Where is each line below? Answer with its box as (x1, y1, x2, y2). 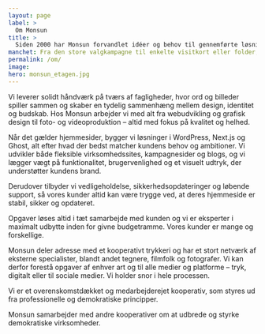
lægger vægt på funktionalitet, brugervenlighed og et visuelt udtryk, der (8, 157, 242, 167)
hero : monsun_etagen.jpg (8, 70, 90, 78)
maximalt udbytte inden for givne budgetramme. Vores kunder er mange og (8, 222, 254, 231)
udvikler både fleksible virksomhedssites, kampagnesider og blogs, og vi (8, 149, 246, 159)
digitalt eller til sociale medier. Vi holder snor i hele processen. (8, 270, 211, 280)
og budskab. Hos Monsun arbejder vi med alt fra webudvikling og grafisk (8, 108, 246, 118)
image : (8, 63, 30, 71)
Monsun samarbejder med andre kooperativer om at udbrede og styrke (8, 310, 240, 319)
